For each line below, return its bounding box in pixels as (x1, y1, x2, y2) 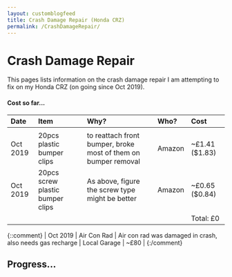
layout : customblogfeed (7, 10, 76, 17)
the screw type (86, 184, 136, 194)
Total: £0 (191, 213, 220, 223)
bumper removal (86, 156, 140, 166)
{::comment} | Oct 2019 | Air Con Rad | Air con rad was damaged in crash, (7, 231, 217, 239)
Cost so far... (7, 98, 46, 107)
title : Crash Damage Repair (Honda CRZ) (7, 17, 126, 23)
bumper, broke (86, 139, 135, 149)
